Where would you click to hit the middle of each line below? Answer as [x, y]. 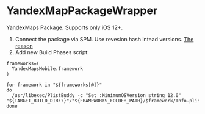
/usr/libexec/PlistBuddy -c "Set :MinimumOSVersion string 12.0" [97, 95]
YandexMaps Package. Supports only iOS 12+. [65, 27]
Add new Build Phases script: [52, 52]
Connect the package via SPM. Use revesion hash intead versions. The [104, 39]
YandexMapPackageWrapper [82, 11]
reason [24, 46]
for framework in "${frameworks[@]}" [54, 85]
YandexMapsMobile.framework [48, 69]
